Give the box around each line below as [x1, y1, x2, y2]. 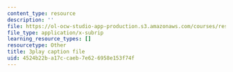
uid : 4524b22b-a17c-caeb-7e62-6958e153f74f [7, 55, 135, 62]
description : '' [7, 16, 54, 23]
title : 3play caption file [7, 49, 85, 56]
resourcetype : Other [7, 42, 67, 49]
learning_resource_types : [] [7, 36, 92, 43]
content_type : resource [7, 10, 76, 17]
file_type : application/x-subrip [7, 29, 104, 36]
